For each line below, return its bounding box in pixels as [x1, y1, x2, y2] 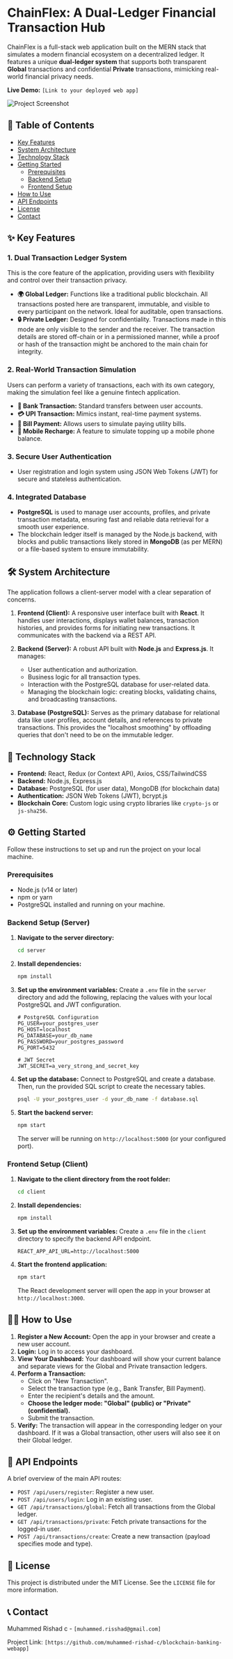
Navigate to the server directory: [17, 934, 115, 942]
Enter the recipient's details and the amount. [27, 1391, 155, 1400]
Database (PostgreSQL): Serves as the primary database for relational [17, 709, 220, 717]
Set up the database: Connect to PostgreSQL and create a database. [17, 1075, 216, 1083]
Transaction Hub [7, 19, 106, 36]
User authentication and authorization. [27, 666, 138, 674]
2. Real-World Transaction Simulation [7, 365, 137, 375]
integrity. [17, 347, 43, 356]
